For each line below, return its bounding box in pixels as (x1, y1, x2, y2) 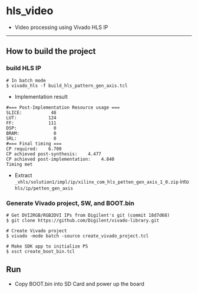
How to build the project (6, 46, 96, 57)
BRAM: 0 (6, 130, 57, 136)
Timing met (6, 161, 33, 167)
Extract (14, 171, 32, 178)
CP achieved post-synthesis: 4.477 (6, 151, 101, 157)
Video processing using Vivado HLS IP (14, 24, 108, 31)
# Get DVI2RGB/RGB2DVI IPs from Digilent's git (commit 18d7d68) (6, 212, 170, 218)
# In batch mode (6, 77, 46, 83)
